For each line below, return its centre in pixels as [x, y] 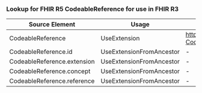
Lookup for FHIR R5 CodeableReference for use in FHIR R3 [93, 9]
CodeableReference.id [41, 52]
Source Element [52, 25]
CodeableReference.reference [52, 81]
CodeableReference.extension [52, 62]
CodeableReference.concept [50, 71]
